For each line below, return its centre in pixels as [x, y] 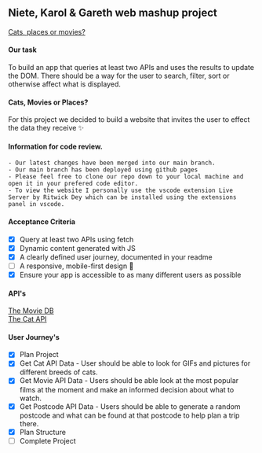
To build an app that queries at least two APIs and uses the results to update [131, 68]
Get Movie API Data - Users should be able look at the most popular [129, 381]
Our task [22, 50]
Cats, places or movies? [47, 31]
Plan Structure [43, 432]
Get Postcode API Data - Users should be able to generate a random [130, 406]
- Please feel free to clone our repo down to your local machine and [126, 177]
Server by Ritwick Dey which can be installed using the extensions [122, 197]
